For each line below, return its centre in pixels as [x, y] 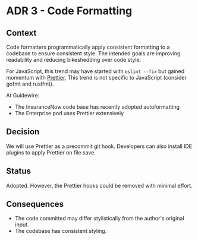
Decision [23, 132]
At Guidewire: [23, 95]
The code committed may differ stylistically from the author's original [99, 219]
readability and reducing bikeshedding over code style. [74, 60]
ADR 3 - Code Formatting [69, 11]
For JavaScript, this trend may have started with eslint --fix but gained [95, 71]
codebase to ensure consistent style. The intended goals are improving [93, 53]
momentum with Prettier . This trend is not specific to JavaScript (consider [97, 78]
